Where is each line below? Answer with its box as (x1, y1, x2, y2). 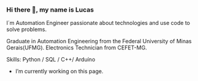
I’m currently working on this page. (15, 68, 104, 75)
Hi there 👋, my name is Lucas (6, 5, 94, 14)
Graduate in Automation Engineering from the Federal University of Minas (6, 38, 192, 45)
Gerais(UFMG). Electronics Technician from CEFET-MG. (6, 44, 147, 51)
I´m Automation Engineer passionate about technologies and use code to (6, 19, 190, 27)
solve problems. (6, 26, 47, 33)
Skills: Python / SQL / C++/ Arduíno (6, 56, 96, 63)
